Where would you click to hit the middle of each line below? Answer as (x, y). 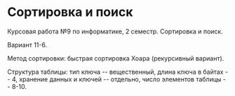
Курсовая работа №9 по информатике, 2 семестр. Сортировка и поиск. (115, 31)
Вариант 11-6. (27, 45)
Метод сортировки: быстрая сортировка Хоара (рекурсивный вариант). (116, 58)
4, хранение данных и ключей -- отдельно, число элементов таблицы (116, 79)
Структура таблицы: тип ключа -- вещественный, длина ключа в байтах (115, 72)
